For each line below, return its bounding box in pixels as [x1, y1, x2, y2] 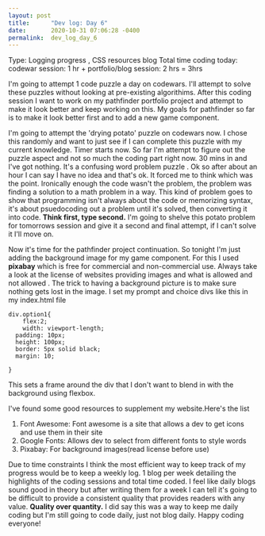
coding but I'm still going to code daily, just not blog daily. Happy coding [8, 511, 244, 520]
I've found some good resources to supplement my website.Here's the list [8, 404, 250, 413]
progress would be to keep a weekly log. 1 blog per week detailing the [8, 469, 236, 478]
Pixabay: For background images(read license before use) [19, 445, 210, 454]
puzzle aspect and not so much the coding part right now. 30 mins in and [8, 154, 248, 163]
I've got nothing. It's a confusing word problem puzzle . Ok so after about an [8, 162, 258, 171]
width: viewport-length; [22, 324, 105, 333]
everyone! [8, 519, 41, 528]
